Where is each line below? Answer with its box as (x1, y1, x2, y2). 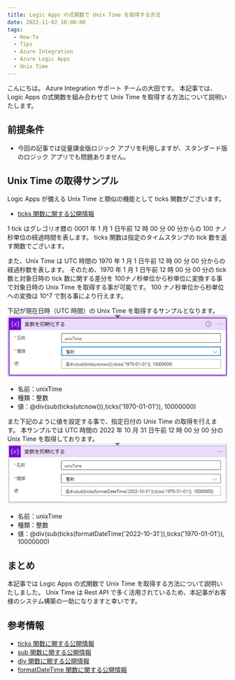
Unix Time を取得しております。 (7, 434, 99, 444)
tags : (7, 26, 23, 33)
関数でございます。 (13, 242, 69, 250)
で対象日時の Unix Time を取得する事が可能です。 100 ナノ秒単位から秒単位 (7, 283, 225, 292)
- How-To (13, 34, 39, 41)
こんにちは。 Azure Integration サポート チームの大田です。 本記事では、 (7, 84, 217, 92)
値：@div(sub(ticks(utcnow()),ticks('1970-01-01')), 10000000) (17, 402, 197, 411)
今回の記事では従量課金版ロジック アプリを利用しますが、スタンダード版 (17, 143, 228, 152)
